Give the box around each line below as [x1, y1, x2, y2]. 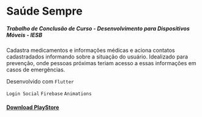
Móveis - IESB [6, 31, 43, 38]
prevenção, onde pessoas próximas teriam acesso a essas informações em [6, 60, 196, 67]
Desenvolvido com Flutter [6, 78, 75, 85]
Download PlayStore [6, 104, 59, 111]
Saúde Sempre [6, 4, 83, 18]
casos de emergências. [6, 66, 65, 74]
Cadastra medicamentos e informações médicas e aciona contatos [6, 47, 176, 54]
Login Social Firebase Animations [6, 91, 92, 97]
